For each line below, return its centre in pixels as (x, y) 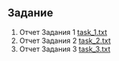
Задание (31, 13)
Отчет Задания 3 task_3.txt (65, 49)
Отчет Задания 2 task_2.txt (65, 40)
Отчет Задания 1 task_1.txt (63, 32)
